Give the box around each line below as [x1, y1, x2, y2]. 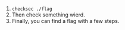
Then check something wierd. [11, 11, 85, 18]
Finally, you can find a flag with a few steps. [11, 18, 120, 24]
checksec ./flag [11, 6, 52, 12]
